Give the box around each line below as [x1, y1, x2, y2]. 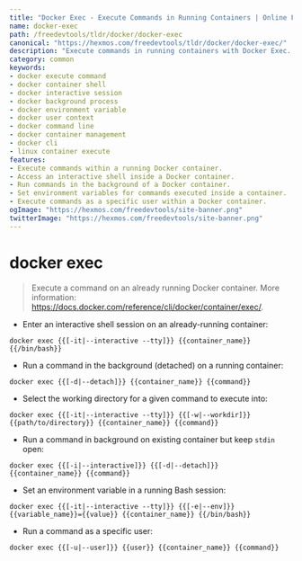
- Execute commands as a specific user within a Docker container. [9, 197, 268, 207]
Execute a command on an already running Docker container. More [31, 282, 280, 293]
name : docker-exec [9, 22, 78, 31]
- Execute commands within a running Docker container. [9, 164, 223, 173]
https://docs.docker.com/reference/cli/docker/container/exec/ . [31, 301, 264, 312]
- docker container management [9, 130, 127, 139]
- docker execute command [9, 72, 106, 81]
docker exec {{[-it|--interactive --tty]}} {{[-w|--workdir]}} [9, 410, 252, 419]
